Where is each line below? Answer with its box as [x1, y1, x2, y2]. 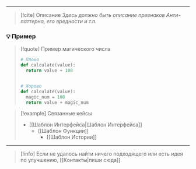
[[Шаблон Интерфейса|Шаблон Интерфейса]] [29, 121, 142, 128]
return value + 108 [26, 68, 73, 73]
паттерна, [20, 18, 45, 24]
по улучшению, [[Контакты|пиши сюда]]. [20, 157, 123, 164]
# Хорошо [20, 83, 42, 89]
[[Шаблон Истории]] [46, 133, 97, 140]
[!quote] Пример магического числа [20, 45, 111, 52]
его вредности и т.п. [46, 18, 97, 24]
